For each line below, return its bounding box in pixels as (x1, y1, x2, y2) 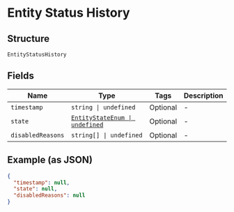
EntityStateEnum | (70, 114, 132, 121)
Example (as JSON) (7, 154, 93, 166)
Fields (7, 70, 35, 82)
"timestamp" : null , (13, 179, 70, 186)
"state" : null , (13, 185, 58, 192)
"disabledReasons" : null (13, 192, 86, 199)
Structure (7, 33, 50, 45)
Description (183, 91, 224, 100)
